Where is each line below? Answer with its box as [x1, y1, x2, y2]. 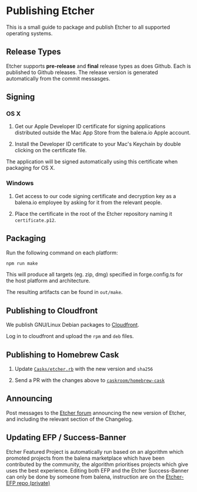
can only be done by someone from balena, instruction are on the [6, 473, 165, 480]
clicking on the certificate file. [14, 147, 87, 154]
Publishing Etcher [6, 4, 95, 18]
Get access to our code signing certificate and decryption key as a [14, 192, 176, 199]
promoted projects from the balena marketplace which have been [6, 454, 165, 461]
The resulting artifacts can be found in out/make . [6, 289, 123, 296]
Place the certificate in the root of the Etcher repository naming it [14, 210, 172, 217]
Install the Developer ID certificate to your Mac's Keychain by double [14, 140, 181, 148]
